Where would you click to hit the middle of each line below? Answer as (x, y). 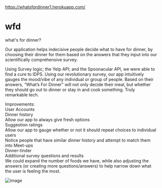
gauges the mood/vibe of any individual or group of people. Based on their (79, 79)
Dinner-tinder (18, 150)
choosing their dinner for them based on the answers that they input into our (81, 54)
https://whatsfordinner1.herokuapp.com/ (45, 7)
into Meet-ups (19, 145)
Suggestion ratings (24, 125)
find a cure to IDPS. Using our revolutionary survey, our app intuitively (74, 74)
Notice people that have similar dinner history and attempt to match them (78, 140)
